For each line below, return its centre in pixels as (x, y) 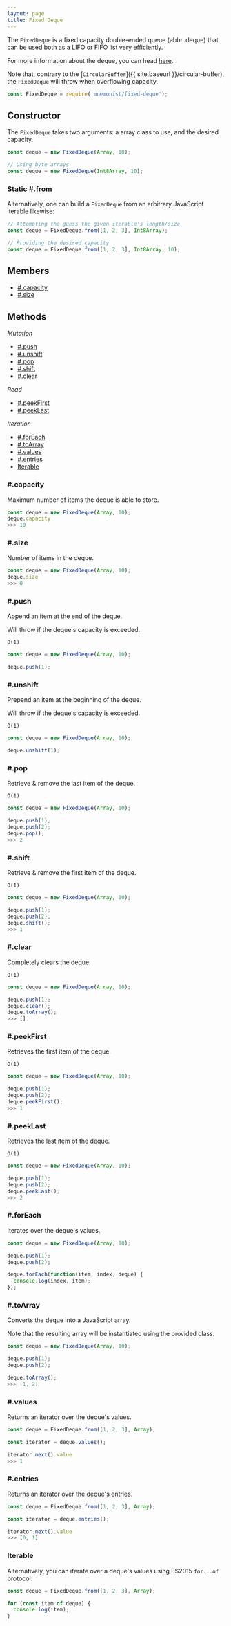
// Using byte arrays (38, 165)
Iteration (19, 424)
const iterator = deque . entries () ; (58, 1519)
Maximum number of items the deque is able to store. (83, 500)
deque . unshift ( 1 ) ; (33, 751)
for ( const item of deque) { (49, 1603)
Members (28, 271)
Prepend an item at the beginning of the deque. (74, 700)
